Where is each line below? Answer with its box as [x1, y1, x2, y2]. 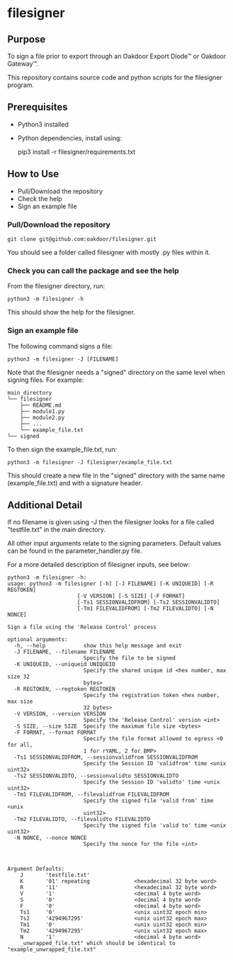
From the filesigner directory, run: [7, 282, 106, 290]
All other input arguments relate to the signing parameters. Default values [7, 539, 222, 548]
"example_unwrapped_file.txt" [7, 946, 97, 954]
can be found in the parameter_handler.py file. [7, 547, 142, 555]
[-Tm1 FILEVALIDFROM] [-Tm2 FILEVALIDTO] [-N [76, 605, 214, 612]
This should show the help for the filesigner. [7, 308, 136, 317]
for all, [7, 742, 33, 749]
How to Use [7, 168, 59, 180]
